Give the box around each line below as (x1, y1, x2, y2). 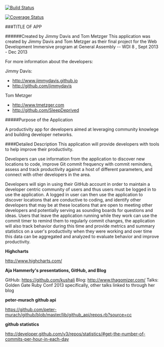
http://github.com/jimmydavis (12, 83, 72, 89)
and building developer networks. (5, 132, 73, 138)
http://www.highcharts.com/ (5, 258, 62, 264)
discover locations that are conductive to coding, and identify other (5, 197, 141, 203)
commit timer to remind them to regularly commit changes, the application (5, 218, 155, 224)
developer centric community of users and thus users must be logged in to (5, 186, 156, 192)
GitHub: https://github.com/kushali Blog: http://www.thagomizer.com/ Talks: (5, 277, 159, 283)
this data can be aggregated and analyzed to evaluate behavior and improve (5, 234, 160, 239)
